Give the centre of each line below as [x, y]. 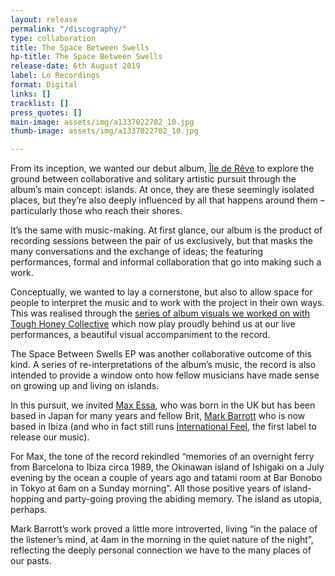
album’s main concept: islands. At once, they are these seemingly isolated [162, 190]
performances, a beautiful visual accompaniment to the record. [140, 335]
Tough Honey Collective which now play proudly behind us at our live [153, 324]
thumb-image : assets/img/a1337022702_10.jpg [104, 131]
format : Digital [44, 85]
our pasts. [31, 561]
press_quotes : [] [46, 112]
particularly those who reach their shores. [96, 211]
